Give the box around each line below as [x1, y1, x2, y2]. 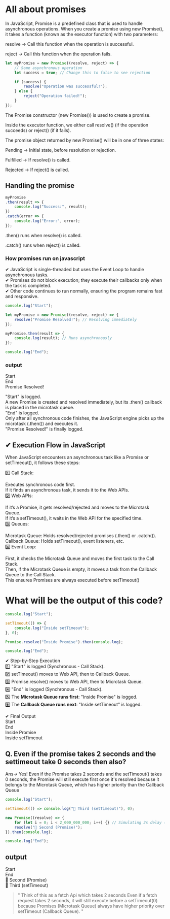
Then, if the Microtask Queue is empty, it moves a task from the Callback [5, 566, 157, 572]
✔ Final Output [5, 713, 36, 719]
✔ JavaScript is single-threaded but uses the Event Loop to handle [5, 267, 144, 273]
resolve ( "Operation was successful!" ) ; [23, 84, 108, 89]
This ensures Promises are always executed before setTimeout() [5, 577, 140, 583]
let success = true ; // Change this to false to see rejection [14, 70, 151, 75]
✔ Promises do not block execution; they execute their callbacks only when [5, 277, 162, 283]
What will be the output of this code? [5, 595, 163, 606]
